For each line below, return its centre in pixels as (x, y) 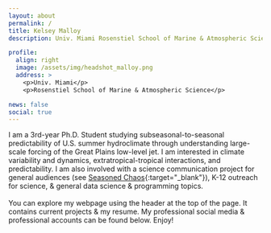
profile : (23, 53)
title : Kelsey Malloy (45, 31)
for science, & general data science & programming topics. (106, 186)
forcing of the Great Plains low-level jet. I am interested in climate (136, 152)
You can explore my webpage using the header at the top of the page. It (128, 203)
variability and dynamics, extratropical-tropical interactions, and (115, 161)
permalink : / (30, 23)
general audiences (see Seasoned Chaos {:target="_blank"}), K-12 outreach (133, 178)
